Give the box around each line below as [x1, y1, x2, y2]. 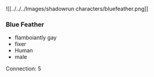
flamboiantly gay [14, 34, 57, 41]
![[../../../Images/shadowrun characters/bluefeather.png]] [5, 5, 148, 12]
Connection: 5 [5, 65, 42, 72]
